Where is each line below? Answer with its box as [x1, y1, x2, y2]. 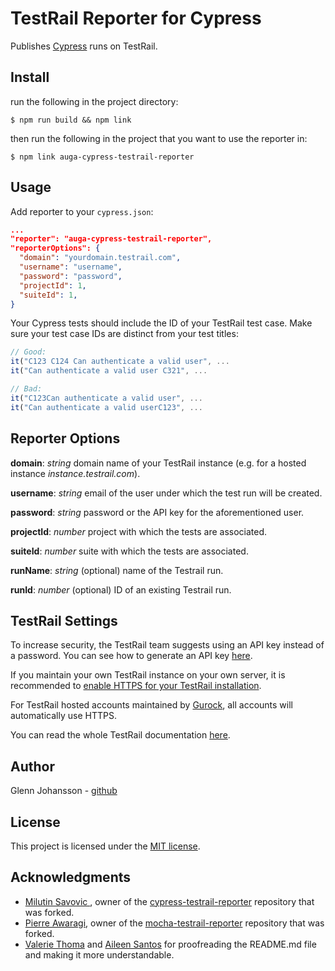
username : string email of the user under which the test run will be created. [10, 487, 323, 499]
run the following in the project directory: [10, 95, 179, 107]
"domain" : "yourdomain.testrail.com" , [19, 253, 182, 263]
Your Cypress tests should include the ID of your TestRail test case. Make [10, 317, 313, 329]
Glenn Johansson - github [10, 785, 118, 797]
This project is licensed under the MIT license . [10, 840, 201, 852]
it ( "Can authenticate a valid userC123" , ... [10, 402, 203, 412]
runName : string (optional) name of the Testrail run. [10, 564, 224, 576]
